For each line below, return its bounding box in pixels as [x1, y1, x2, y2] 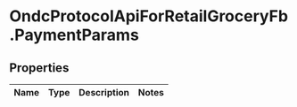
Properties [9, 60, 70, 75]
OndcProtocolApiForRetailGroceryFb [9, 6, 288, 27]
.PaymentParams [9, 25, 140, 45]
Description [78, 87, 129, 98]
